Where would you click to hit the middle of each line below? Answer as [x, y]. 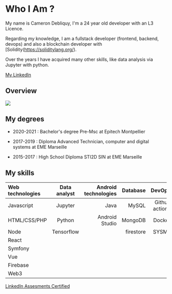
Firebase [18, 265]
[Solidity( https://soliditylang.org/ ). [41, 49]
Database [134, 190]
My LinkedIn [18, 74]
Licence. [14, 28]
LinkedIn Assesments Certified [38, 286]
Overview [21, 91]
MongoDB [134, 220]
